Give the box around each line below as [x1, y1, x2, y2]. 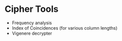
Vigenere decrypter [11, 30, 52, 36]
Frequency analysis [11, 20, 52, 26]
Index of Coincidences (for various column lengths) [11, 25, 118, 31]
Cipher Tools [4, 3, 59, 15]
